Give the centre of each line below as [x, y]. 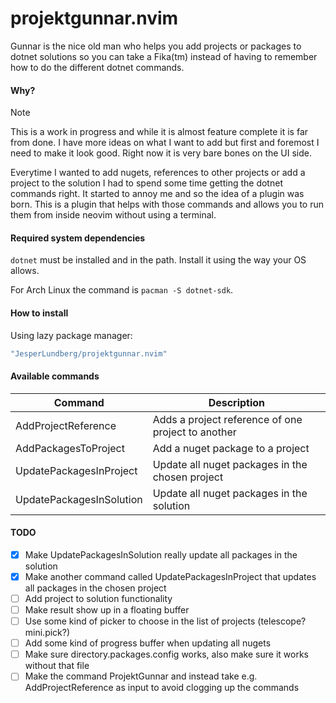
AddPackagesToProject [70, 448]
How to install [39, 313]
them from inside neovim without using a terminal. [113, 215]
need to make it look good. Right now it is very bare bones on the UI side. [161, 153]
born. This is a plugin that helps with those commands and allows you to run [167, 204]
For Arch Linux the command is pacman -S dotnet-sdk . [122, 290]
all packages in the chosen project [95, 588]
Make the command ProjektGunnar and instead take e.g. [141, 676]
